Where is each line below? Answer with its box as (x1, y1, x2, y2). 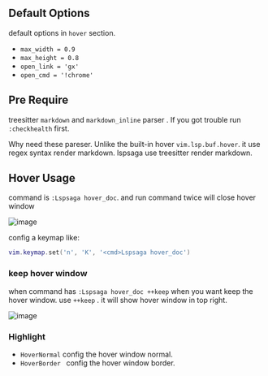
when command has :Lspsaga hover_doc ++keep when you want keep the (8, 286, 253, 296)
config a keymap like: (8, 233, 80, 243)
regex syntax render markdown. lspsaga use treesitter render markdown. (8, 148, 253, 158)
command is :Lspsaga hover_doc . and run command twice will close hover (8, 192, 257, 202)
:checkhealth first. (8, 123, 70, 133)
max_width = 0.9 (19, 45, 76, 54)
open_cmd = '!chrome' (19, 71, 93, 80)
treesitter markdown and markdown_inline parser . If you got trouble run (8, 115, 241, 124)
